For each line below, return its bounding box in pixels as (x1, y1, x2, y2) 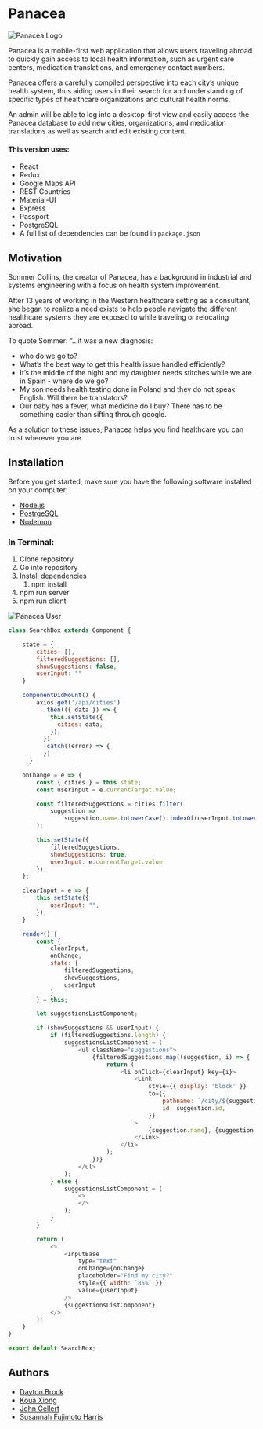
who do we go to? (19, 351, 77, 360)
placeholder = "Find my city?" (77, 1272, 174, 1280)
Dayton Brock (19, 1387, 64, 1396)
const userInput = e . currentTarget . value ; (36, 786, 177, 794)
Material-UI (19, 196, 56, 205)
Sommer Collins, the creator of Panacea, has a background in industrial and (8, 272, 252, 281)
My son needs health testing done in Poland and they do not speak (19, 384, 236, 393)
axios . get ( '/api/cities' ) (36, 699, 121, 707)
